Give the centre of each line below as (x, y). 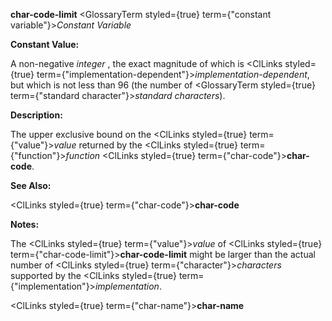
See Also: (31, 185)
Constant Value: (45, 44)
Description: (36, 115)
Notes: (25, 224)
